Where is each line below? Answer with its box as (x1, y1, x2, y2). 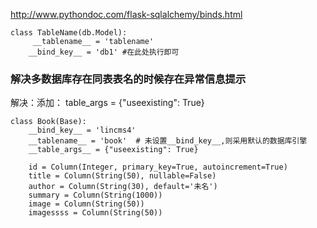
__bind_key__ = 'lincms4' (28, 125, 137, 136)
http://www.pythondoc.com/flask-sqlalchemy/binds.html (10, 9, 243, 20)
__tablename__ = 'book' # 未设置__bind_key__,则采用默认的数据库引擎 (28, 136, 308, 146)
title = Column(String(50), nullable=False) (28, 171, 217, 181)
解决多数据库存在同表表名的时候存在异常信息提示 (10, 72, 247, 86)
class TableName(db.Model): (10, 28, 128, 38)
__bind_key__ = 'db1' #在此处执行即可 (28, 47, 180, 57)
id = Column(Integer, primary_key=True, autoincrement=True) (28, 162, 288, 173)
